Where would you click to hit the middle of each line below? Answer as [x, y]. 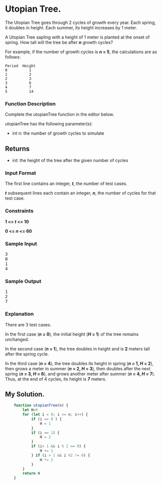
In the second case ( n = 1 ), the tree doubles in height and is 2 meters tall [77, 349]
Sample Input [21, 243]
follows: [13, 57]
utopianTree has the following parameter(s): [49, 124]
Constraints [19, 211]
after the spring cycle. [27, 354]
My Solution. [25, 394]
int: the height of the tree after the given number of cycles [70, 161]
